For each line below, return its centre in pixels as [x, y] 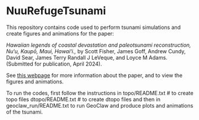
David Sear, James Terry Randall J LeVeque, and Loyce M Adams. [87, 57]
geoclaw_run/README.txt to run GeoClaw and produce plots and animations [100, 105]
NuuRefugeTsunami [56, 11]
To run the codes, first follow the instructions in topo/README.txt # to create [100, 93]
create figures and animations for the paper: [60, 33]
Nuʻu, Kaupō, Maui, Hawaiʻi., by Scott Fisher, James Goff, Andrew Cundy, [96, 51]
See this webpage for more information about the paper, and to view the [94, 75]
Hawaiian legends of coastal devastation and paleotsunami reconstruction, [99, 45]
